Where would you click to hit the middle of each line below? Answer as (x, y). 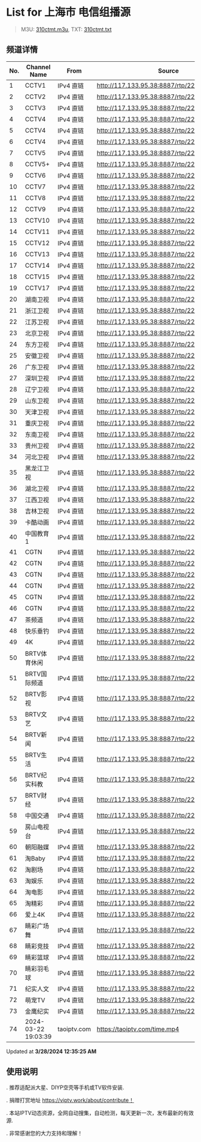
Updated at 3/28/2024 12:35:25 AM (51, 1051)
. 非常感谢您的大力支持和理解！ (44, 1133)
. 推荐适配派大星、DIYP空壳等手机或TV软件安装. (65, 1087)
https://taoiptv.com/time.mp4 (138, 1029)
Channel (38, 67)
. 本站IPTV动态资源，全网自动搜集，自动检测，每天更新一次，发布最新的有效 (100, 1113)
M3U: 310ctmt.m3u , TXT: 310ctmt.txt (66, 29)
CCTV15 (37, 277)
